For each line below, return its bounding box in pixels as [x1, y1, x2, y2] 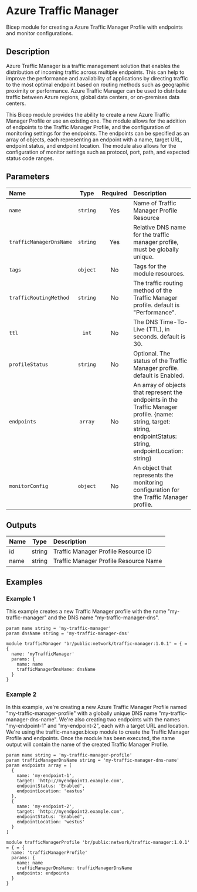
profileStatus [9, 361, 49, 368]
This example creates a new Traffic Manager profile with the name [6, 608, 167, 615]
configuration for [133, 486, 180, 494]
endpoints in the [133, 395, 178, 403]
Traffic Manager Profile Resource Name [53, 557, 162, 565]
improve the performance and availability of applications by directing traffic [6, 74, 188, 82]
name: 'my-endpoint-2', [16, 803, 75, 810]
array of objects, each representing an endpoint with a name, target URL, [6, 136, 183, 143]
